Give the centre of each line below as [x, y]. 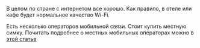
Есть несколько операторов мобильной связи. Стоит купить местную [96, 26]
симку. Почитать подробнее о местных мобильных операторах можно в [100, 33]
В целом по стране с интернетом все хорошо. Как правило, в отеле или [99, 9]
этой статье [22, 39]
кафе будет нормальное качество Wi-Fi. [58, 15]
